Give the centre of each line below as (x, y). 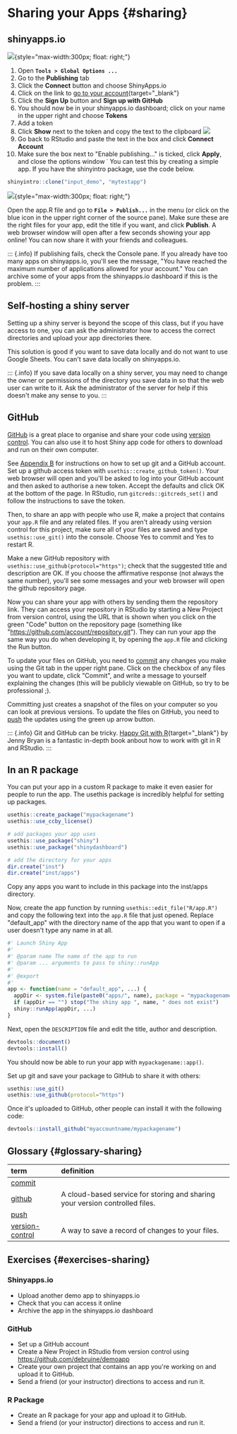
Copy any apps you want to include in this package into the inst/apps (108, 887)
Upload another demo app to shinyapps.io (79, 1295)
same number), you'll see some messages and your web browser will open (116, 580)
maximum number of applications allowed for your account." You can (108, 268)
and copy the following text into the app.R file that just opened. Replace (110, 915)
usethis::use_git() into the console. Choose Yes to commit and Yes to (110, 537)
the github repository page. (47, 588)
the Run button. (30, 647)
